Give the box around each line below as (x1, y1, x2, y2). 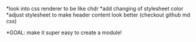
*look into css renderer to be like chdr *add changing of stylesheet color (6, 5, 184, 12)
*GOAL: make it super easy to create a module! (6, 29, 122, 36)
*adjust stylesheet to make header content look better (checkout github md (6, 11, 191, 18)
